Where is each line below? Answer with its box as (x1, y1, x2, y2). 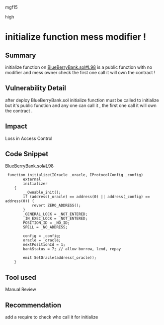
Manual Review (5, 286, 36, 293)
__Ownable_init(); (23, 190, 61, 195)
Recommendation (5, 301, 61, 309)
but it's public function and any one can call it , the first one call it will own (5, 102, 157, 108)
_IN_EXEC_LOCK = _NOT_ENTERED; (23, 216, 88, 221)
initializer (23, 181, 48, 186)
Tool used (5, 273, 36, 282)
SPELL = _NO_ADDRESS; (23, 225, 68, 230)
